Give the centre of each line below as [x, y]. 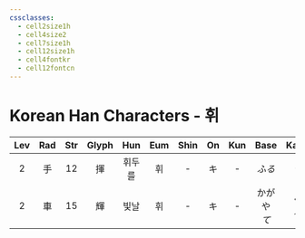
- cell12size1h [46, 52]
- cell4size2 [42, 34]
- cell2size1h [44, 26]
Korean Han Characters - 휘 [114, 116]
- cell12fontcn [46, 69]
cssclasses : [32, 18]
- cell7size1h [44, 43]
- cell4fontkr [44, 60]
